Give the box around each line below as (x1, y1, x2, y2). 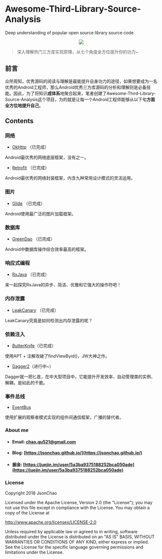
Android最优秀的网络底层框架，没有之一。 (5, 154, 88, 161)
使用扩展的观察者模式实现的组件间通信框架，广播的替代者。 (5, 414, 124, 420)
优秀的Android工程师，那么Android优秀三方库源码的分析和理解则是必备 (5, 84, 147, 90)
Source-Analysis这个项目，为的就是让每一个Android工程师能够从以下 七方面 (5, 96, 156, 102)
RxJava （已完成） (12, 272, 49, 278)
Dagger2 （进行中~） (12, 363, 54, 369)
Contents (5, 117, 34, 125)
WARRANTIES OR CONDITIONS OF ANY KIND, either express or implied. (5, 539, 149, 545)
